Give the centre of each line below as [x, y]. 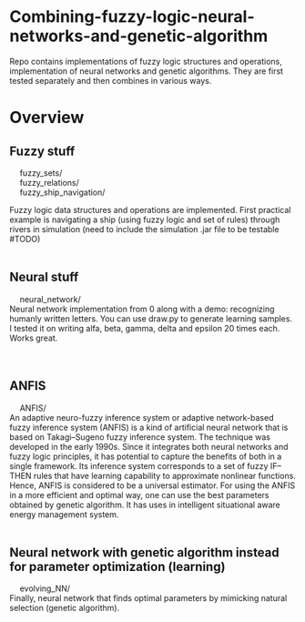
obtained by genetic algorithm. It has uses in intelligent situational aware [145, 505]
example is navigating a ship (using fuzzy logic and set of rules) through [145, 219]
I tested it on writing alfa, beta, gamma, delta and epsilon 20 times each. [145, 328]
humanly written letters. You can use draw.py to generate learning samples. [151, 318]
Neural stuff [44, 277]
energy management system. [64, 514]
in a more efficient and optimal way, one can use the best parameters [140, 495]
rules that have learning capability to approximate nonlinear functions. [164, 475]
